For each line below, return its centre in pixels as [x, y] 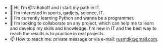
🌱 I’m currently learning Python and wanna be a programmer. [72, 18]
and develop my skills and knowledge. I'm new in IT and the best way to [83, 28]
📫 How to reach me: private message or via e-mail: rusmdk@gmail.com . [84, 39]
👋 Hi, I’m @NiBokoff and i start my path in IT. [55, 8]
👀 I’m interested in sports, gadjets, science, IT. [57, 13]
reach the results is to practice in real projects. [57, 34]
